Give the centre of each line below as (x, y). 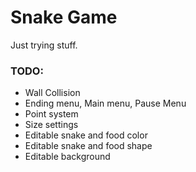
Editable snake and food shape (88, 146)
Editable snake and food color (86, 135)
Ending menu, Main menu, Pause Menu (105, 103)
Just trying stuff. (44, 45)
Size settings (51, 125)
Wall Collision (52, 93)
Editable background (67, 157)
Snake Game (64, 17)
